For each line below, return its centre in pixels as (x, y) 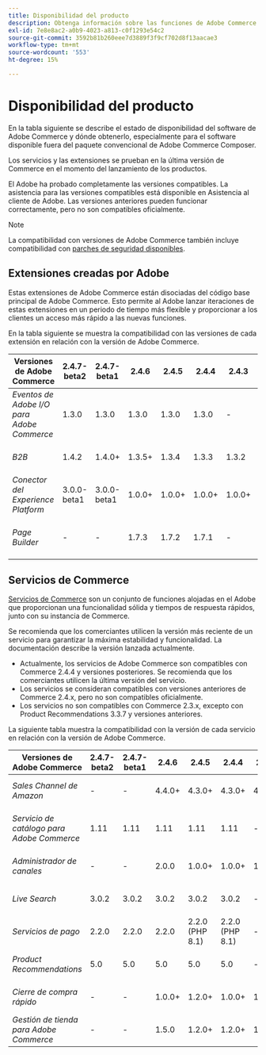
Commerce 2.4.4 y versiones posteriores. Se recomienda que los (126, 672)
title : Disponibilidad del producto (68, 15)
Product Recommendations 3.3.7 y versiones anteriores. (111, 714)
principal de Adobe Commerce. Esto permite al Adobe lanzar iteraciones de (131, 301)
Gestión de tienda (45, 1020)
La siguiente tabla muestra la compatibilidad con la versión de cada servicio (132, 730)
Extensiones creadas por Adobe (89, 273)
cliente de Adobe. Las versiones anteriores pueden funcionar (108, 201)
